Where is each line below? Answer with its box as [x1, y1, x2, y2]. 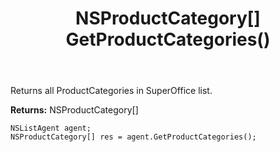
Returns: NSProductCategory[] [10, 104, 139, 116]
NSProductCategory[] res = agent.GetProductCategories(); [10, 132, 257, 142]
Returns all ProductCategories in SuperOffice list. [10, 85, 213, 97]
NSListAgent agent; [10, 123, 92, 134]
